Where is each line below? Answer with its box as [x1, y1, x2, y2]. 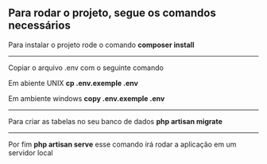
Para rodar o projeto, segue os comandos [8, 6, 217, 20]
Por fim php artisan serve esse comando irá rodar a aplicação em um [8, 139, 237, 149]
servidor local [8, 147, 53, 158]
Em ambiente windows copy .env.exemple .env [8, 93, 165, 103]
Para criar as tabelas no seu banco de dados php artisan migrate [8, 116, 222, 126]
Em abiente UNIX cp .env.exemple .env [8, 78, 139, 88]
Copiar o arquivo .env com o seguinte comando [8, 63, 164, 72]
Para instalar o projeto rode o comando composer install [8, 40, 195, 49]
